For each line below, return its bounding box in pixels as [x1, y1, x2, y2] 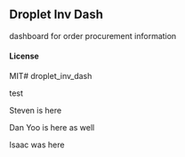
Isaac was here [9, 139, 65, 150]
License [9, 51, 40, 61]
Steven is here [9, 106, 62, 116]
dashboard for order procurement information [9, 30, 177, 41]
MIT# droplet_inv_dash [9, 71, 92, 82]
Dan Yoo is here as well [9, 122, 95, 133]
